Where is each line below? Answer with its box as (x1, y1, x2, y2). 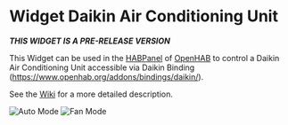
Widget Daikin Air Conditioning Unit (9, 6, 279, 27)
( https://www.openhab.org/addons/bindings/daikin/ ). (9, 71, 204, 82)
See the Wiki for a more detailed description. (9, 89, 174, 99)
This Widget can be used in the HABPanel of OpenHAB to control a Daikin (9, 52, 280, 63)
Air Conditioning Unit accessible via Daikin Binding (9, 62, 195, 73)
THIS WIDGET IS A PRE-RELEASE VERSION (9, 35, 171, 46)
